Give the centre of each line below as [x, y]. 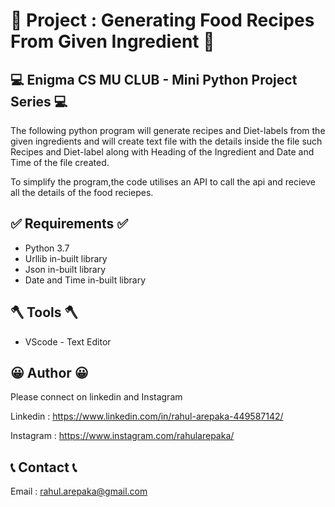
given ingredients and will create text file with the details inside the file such [166, 141]
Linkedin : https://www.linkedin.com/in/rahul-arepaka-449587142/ [147, 416]
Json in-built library [65, 269]
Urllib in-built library [66, 258]
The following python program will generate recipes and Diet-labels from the [168, 130]
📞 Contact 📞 [44, 467]
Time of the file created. [60, 162]
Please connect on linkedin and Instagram [96, 397]
